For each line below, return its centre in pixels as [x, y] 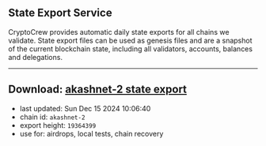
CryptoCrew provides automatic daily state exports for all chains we [119, 32]
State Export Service [60, 13]
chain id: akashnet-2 [52, 117]
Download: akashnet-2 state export [98, 90]
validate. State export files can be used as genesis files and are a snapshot [130, 40]
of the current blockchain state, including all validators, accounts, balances [131, 49]
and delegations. [36, 57]
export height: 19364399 [58, 125]
